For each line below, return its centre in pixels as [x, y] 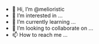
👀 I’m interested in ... [37, 15]
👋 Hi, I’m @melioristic [38, 9]
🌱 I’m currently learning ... [44, 22]
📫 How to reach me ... [40, 35]
